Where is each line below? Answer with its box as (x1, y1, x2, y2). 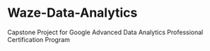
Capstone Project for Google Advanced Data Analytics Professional (7, 28, 204, 36)
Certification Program (7, 35, 71, 43)
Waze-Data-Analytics (7, 5, 138, 21)
